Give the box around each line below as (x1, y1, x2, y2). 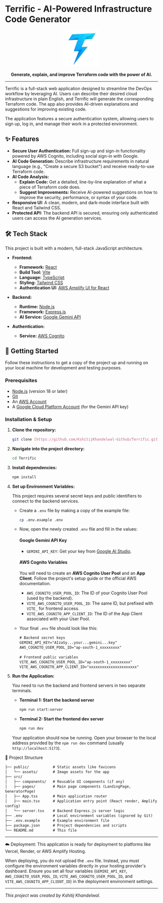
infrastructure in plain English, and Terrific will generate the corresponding (5, 96, 154, 102)
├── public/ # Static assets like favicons (5, 764, 116, 770)
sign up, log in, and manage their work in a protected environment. (5, 121, 138, 127)
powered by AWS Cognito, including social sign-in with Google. (12, 153, 139, 159)
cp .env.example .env (19, 517, 63, 522)
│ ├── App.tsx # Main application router (5, 793, 108, 799)
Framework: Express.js (19, 309, 66, 314)
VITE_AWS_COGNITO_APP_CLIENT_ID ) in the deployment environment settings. (5, 878, 154, 884)
